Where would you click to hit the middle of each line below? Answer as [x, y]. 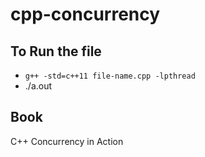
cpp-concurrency [85, 14]
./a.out [38, 86]
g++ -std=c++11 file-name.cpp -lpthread [110, 76]
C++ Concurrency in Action [67, 141]
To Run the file [56, 51]
